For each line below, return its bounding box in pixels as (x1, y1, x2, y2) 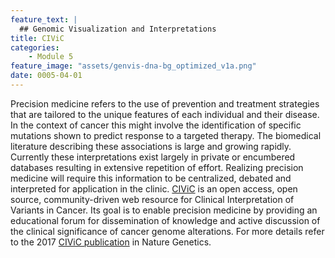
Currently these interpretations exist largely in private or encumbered (10, 151, 296, 163)
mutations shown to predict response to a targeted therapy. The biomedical (10, 129, 322, 141)
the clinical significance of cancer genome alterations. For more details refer (10, 225, 325, 237)
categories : (10, 42, 60, 53)
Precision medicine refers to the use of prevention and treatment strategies (10, 97, 320, 110)
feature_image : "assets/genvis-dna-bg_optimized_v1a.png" (10, 61, 257, 71)
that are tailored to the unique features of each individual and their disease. (10, 108, 320, 120)
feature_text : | (10, 14, 78, 25)
